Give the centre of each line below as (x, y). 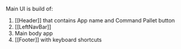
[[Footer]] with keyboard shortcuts (58, 40)
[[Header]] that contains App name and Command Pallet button (95, 20)
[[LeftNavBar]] (33, 27)
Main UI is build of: (29, 9)
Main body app (34, 33)
